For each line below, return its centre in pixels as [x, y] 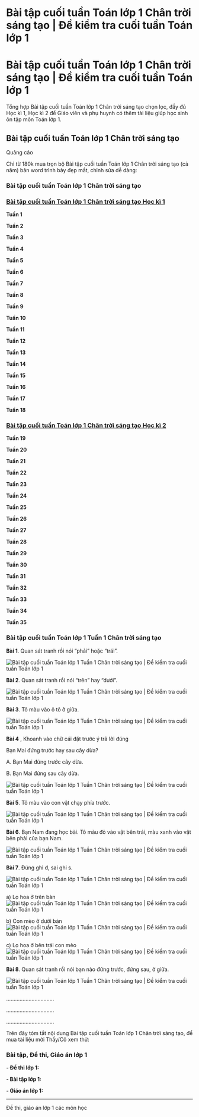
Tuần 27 [16, 530]
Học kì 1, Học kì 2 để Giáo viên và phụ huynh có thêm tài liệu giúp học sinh [97, 113]
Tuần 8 [15, 295]
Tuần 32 [17, 588]
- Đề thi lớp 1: [23, 1068]
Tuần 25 [16, 507]
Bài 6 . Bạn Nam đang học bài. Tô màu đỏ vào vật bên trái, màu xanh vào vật [99, 832]
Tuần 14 [16, 364]
